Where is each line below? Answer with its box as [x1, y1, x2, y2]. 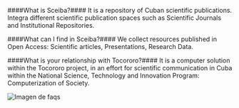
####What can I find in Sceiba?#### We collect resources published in [7, 35, 218, 43]
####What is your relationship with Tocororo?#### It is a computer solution [7, 56, 230, 65]
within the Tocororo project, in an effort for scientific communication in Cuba [7, 64, 233, 72]
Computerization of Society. [7, 79, 90, 87]
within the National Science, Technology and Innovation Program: [7, 71, 200, 80]
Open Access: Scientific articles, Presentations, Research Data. [7, 43, 194, 50]
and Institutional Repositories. [7, 21, 95, 29]
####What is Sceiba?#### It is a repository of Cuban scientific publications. [7, 6, 233, 14]
